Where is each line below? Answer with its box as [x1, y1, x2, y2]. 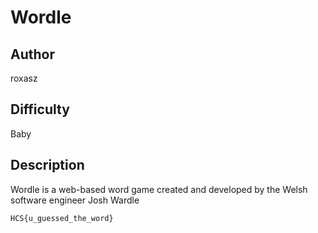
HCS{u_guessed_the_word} [10, 213, 114, 223]
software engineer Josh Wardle [10, 194, 140, 206]
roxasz [10, 72, 38, 84]
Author [10, 46, 55, 63]
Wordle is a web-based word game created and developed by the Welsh [10, 183, 308, 195]
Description [10, 157, 85, 174]
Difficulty [10, 101, 70, 118]
